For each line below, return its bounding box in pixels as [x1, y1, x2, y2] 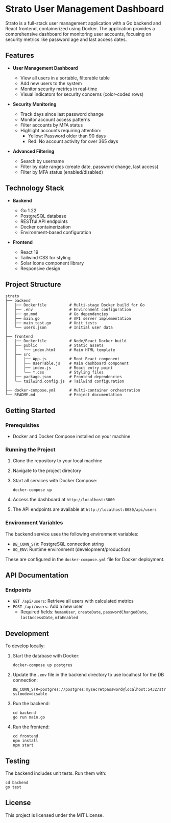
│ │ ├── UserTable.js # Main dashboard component [5, 361, 129, 366]
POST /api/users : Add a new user [12, 603, 83, 610]
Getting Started [5, 406, 56, 415]
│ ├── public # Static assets [5, 343, 104, 348]
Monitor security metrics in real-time [20, 86, 97, 92]
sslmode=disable [12, 691, 47, 697]
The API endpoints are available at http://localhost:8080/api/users [12, 506, 157, 512]
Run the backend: [12, 701, 50, 707]
